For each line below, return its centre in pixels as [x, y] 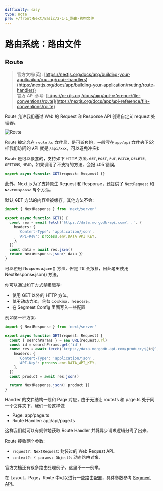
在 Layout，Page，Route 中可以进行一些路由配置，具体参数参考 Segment [78, 478]
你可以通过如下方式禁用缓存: [33, 285]
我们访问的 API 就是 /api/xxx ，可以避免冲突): [54, 148]
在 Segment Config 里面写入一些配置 [49, 307]
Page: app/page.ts [31, 415]
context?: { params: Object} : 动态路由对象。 [57, 457]
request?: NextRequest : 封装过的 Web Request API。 [65, 451]
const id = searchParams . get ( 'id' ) [45, 345]
